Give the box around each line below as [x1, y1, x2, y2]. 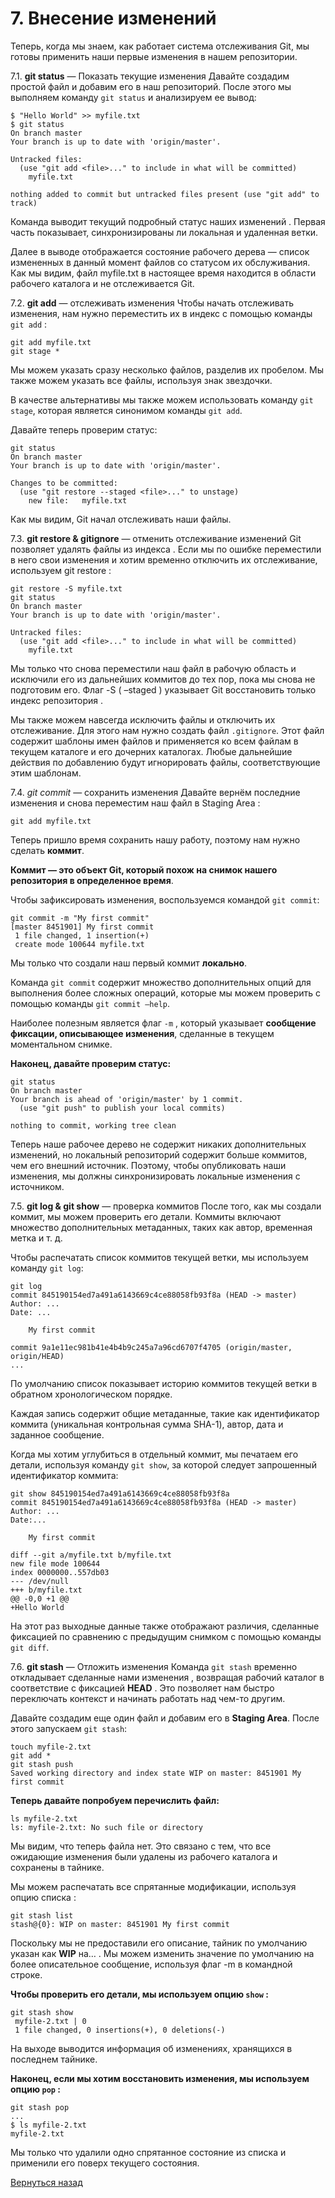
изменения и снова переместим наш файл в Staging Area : [10, 797, 261, 809]
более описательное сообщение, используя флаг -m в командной [10, 1958, 293, 1970]
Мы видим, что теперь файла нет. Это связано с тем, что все [10, 1840, 272, 1852]
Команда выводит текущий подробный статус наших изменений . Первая [10, 215, 326, 227]
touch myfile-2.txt [10, 1742, 92, 1752]
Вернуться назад [10, 2176, 83, 2188]
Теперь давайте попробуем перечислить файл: [10, 1794, 220, 1806]
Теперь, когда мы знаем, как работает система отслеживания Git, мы [10, 40, 310, 52]
